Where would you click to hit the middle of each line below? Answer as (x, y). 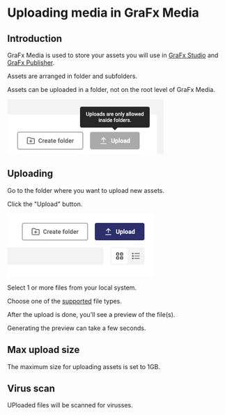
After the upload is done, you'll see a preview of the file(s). (91, 314)
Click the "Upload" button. (45, 204)
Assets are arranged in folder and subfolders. (72, 76)
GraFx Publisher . (31, 63)
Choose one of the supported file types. (64, 301)
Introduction (35, 39)
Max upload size (44, 350)
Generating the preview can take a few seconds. (77, 328)
